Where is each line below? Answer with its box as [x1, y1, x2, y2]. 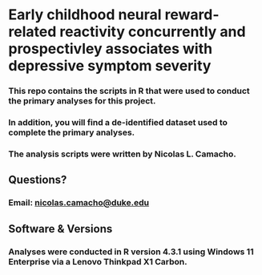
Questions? [8, 173, 67, 187]
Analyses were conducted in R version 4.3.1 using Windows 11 [8, 246, 254, 257]
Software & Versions [8, 222, 113, 236]
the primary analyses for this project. [8, 95, 156, 107]
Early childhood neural [8, 6, 162, 24]
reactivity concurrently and [59, 22, 246, 41]
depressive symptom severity [8, 57, 212, 75]
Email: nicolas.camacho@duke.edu [8, 197, 150, 208]
